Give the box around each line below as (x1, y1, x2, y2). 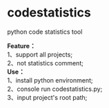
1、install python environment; (7, 76, 93, 84)
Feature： (7, 41, 36, 50)
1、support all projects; (7, 50, 73, 58)
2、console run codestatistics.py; (7, 85, 103, 93)
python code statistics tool (7, 28, 83, 36)
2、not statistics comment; (7, 58, 84, 67)
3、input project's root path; (7, 93, 88, 101)
